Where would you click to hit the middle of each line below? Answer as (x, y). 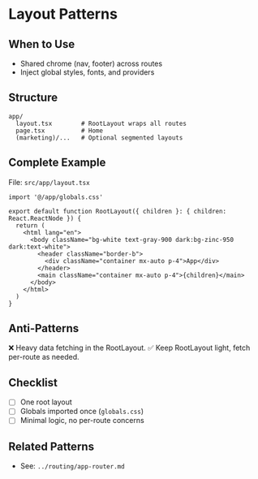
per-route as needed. (44, 357)
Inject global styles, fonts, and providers (87, 72)
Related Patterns (52, 446)
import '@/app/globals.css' (56, 197)
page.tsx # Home (60, 131)
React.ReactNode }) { (45, 218)
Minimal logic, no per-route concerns (82, 421)
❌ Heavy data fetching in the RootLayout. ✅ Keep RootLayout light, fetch (129, 348)
